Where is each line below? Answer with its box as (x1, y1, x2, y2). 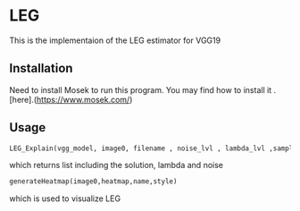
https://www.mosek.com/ (36, 94, 130, 105)
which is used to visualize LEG (9, 193, 121, 204)
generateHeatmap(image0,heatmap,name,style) (9, 177, 178, 186)
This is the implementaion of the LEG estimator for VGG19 (9, 35, 221, 46)
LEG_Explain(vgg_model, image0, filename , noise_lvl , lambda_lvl (9, 144, 266, 153)
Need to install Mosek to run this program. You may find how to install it (9, 84, 272, 95)
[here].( (9, 94, 37, 105)
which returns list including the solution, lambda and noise (9, 160, 223, 171)
